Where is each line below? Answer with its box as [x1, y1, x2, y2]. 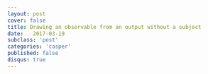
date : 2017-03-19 [7, 30, 65, 37]
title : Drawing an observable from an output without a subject [7, 23, 202, 30]
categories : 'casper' [7, 43, 72, 50]
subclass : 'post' [7, 37, 59, 44]
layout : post [7, 10, 46, 18]
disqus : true [7, 56, 46, 63]
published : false [7, 50, 59, 57]
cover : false [7, 17, 46, 24]
